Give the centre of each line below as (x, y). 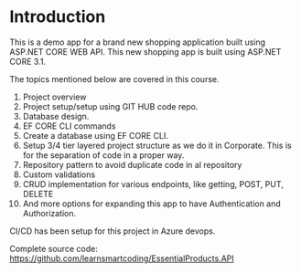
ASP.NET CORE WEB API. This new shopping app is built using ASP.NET (145, 51)
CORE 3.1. (28, 61)
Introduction (58, 17)
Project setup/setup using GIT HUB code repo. (110, 106)
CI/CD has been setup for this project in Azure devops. (113, 231)
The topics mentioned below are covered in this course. (114, 79)
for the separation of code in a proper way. (103, 155)
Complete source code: (54, 248)
